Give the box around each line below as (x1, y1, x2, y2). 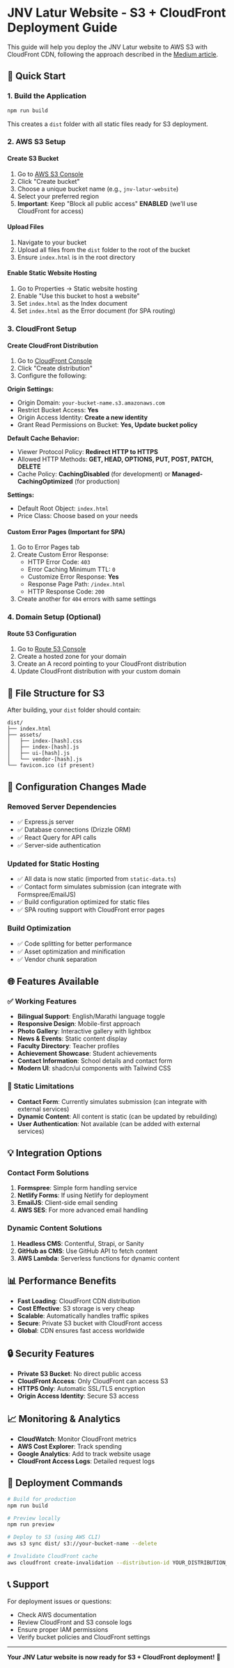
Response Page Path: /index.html (27, 580, 125, 589)
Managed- (171, 470, 203, 478)
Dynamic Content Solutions (7, 1224, 102, 1233)
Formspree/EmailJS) (17, 890, 77, 899)
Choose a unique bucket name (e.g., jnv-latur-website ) (17, 185, 179, 193)
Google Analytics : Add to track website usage (17, 1449, 151, 1458)
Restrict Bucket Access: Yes (17, 406, 99, 414)
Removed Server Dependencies (7, 802, 117, 811)
